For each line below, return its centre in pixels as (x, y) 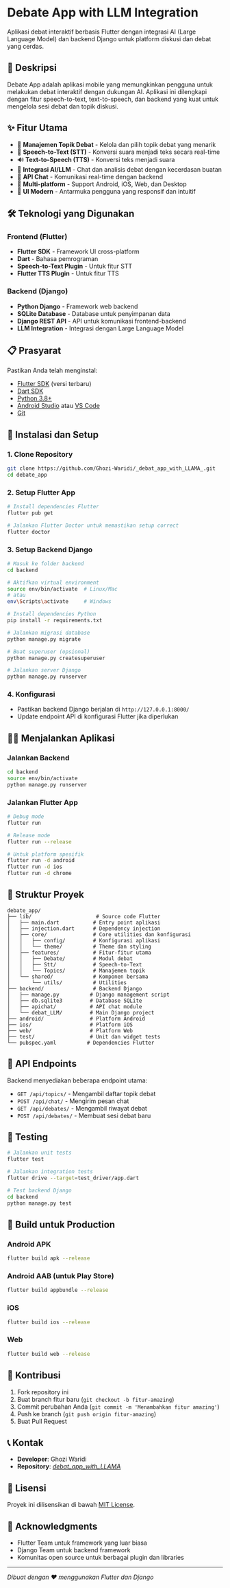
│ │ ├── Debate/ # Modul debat (70, 959)
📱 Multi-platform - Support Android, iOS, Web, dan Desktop (102, 184)
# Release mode (29, 835)
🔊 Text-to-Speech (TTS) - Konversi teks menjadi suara (96, 159)
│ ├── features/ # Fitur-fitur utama (79, 953)
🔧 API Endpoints (42, 1064)
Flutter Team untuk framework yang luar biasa (82, 1543)
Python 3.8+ (35, 398)
